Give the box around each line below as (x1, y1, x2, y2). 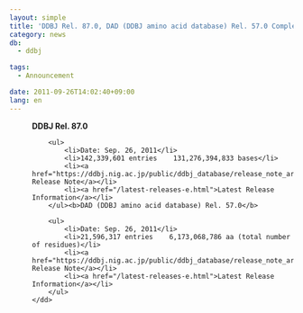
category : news (9, 30, 67, 39)
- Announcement (17, 71, 75, 81)
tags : (9, 63, 30, 72)
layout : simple (9, 13, 67, 22)
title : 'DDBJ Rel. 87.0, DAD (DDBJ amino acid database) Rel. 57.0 (9, 22, 269, 31)
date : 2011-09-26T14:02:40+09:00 (9, 87, 135, 96)
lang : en (9, 95, 42, 104)
